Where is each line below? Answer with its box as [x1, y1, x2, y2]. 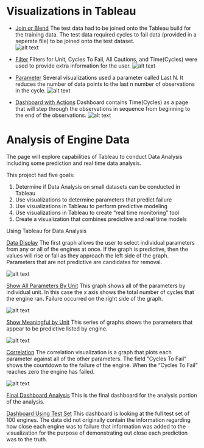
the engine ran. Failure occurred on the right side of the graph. [6, 295, 163, 302]
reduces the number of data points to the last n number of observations [15, 80, 195, 88]
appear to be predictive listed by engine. [6, 324, 108, 332]
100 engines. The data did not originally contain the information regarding [6, 416, 191, 424]
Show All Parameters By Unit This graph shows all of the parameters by [6, 282, 186, 289]
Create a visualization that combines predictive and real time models [15, 215, 187, 223]
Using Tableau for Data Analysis [6, 227, 87, 234]
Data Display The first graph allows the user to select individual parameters [6, 239, 195, 246]
